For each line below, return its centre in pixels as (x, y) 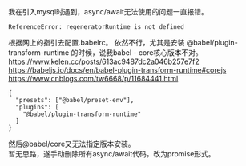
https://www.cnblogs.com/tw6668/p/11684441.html (93, 79)
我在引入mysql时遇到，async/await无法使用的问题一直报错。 (108, 12)
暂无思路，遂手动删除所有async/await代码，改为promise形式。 (112, 154)
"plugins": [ (37, 107)
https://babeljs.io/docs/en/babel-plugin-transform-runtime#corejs (117, 70)
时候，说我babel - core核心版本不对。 (140, 53)
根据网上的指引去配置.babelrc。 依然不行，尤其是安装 (97, 43)
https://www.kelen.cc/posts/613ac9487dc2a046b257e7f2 (104, 61)
